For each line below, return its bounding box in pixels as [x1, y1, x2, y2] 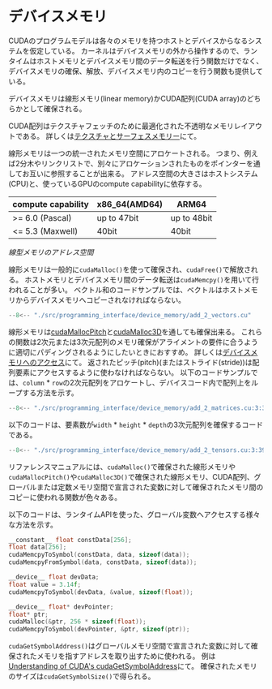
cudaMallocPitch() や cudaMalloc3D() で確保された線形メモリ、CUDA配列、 [8, 472, 255, 481]
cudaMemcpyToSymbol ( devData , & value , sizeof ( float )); [8, 588, 194, 596]
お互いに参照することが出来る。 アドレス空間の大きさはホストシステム [22, 168, 258, 179]
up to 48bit [170, 212, 213, 223]
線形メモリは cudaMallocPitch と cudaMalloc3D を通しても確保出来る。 [8, 326, 240, 337]
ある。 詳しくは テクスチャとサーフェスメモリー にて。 [22, 131, 202, 140]
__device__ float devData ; [8, 573, 100, 581]
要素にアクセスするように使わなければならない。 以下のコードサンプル [15, 367, 251, 377]
